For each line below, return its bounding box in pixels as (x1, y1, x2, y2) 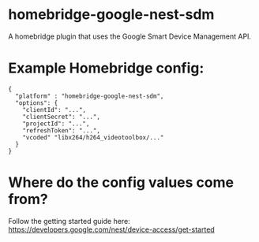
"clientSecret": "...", (22, 113, 101, 121)
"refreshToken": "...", (22, 126, 101, 135)
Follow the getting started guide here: (8, 216, 130, 225)
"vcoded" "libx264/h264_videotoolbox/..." (22, 133, 164, 141)
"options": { (15, 99, 58, 107)
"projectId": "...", (22, 120, 90, 128)
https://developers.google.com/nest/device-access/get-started (8, 225, 215, 234)
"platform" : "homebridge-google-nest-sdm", (15, 92, 164, 100)
